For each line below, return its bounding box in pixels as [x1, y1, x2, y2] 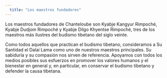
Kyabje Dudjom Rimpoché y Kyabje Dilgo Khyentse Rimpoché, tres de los [5, 26, 156, 32]
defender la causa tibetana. [5, 68, 61, 74]
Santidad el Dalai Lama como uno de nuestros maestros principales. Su [5, 46, 152, 52]
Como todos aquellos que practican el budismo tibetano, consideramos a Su [5, 41, 163, 47]
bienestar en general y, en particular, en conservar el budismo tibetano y [5, 62, 155, 68]
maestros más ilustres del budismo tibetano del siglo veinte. [5, 31, 128, 37]
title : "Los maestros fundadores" [9, 7, 81, 12]
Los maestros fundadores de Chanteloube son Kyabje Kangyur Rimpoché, [5, 21, 158, 27]
